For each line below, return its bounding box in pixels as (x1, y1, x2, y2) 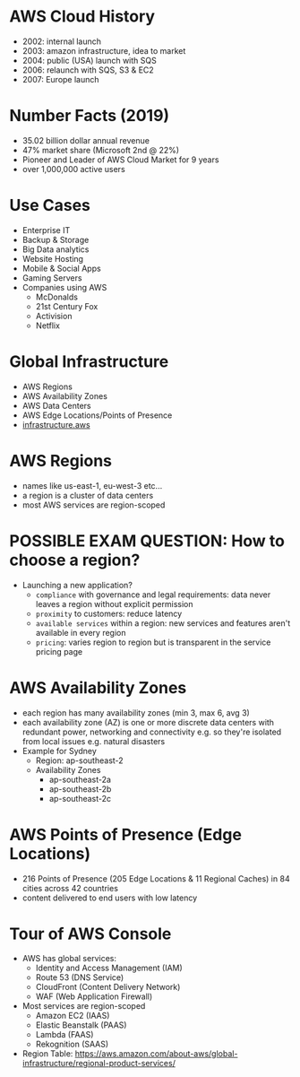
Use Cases (9, 195, 91, 216)
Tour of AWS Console (9, 924, 172, 943)
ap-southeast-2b (48, 783, 112, 795)
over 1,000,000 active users (21, 163, 125, 174)
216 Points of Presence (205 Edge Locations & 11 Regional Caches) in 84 (21, 873, 290, 884)
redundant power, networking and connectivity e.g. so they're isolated (21, 726, 282, 737)
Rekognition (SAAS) (35, 1038, 109, 1050)
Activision (35, 310, 73, 321)
